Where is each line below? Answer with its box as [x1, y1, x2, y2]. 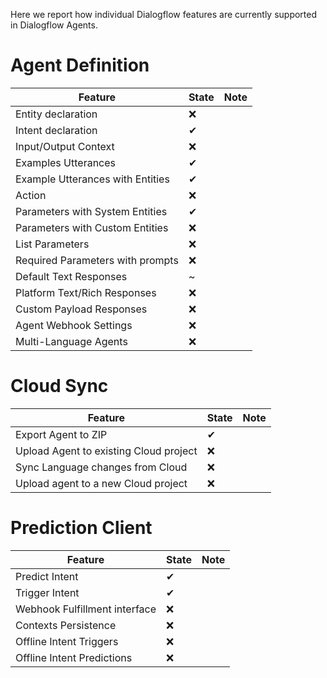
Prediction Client [10, 517, 153, 539]
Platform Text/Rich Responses [15, 285, 157, 299]
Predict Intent [15, 569, 79, 583]
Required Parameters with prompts [15, 253, 179, 267]
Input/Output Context [15, 139, 115, 153]
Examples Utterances [15, 155, 117, 169]
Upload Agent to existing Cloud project [15, 444, 198, 458]
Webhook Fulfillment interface [15, 602, 157, 616]
